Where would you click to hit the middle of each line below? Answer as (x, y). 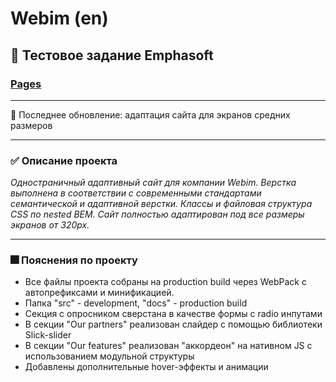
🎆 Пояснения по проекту (74, 260)
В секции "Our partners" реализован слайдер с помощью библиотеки (173, 324)
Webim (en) (59, 18)
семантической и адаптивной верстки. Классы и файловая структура (161, 204)
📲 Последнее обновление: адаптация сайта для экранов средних (150, 114)
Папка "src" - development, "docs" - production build (136, 303)
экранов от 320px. (50, 225)
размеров (31, 125)
